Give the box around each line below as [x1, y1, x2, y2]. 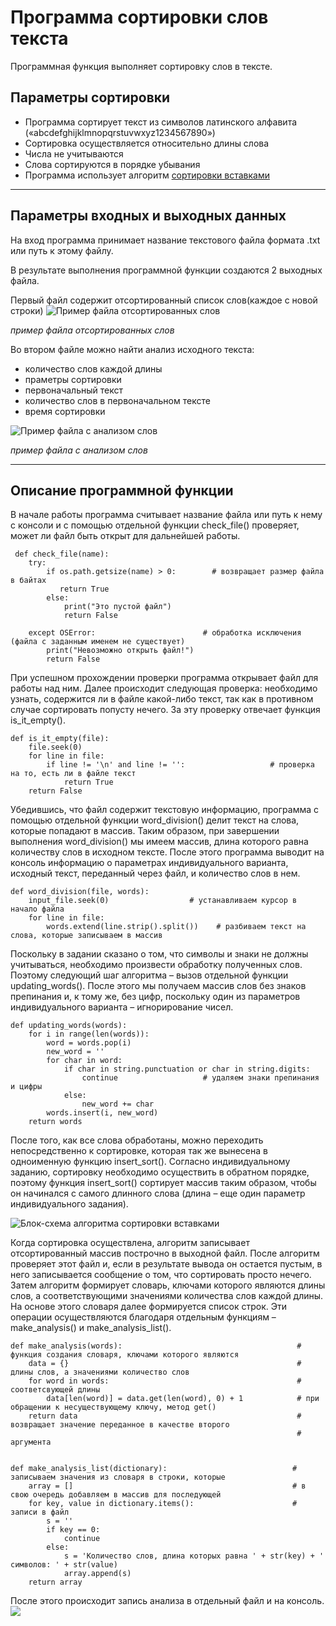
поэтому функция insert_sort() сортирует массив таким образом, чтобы [10, 1177, 317, 1189]
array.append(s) [63, 1569, 132, 1579]
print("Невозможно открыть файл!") [46, 646, 195, 656]
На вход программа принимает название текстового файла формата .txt [10, 234, 321, 246]
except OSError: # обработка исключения [28, 628, 302, 638]
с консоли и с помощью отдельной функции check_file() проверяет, [10, 519, 300, 531]
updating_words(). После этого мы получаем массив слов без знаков [10, 980, 307, 992]
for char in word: [46, 1056, 123, 1066]
